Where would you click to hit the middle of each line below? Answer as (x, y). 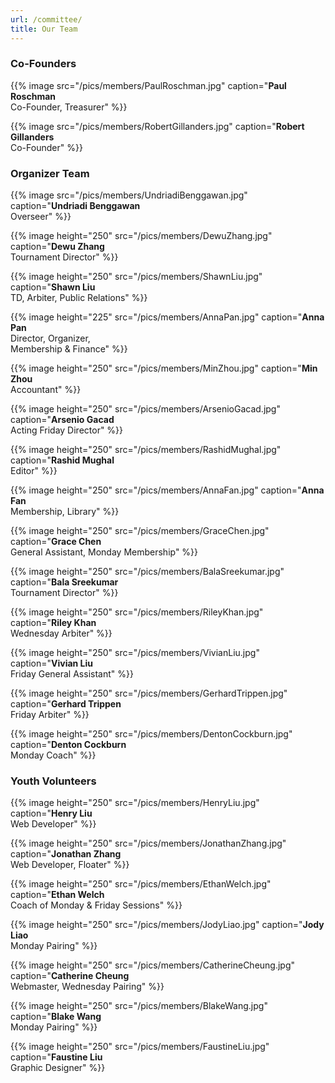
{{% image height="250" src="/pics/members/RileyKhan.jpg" (137, 612)
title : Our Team (44, 29)
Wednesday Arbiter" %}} (61, 633)
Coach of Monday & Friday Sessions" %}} (96, 905)
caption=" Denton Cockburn (68, 745)
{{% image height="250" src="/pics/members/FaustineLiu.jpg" (140, 1047)
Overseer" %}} (41, 217)
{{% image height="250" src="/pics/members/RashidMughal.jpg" (146, 450)
